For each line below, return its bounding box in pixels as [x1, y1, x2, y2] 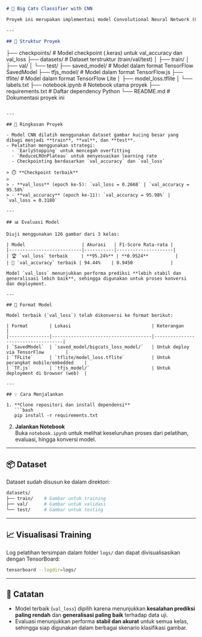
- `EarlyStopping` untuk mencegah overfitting [11, 147, 130, 153]
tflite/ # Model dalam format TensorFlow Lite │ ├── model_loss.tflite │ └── [6, 75, 193, 82]
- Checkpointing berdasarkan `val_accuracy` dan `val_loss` [11, 158, 165, 164]
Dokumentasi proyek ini [6, 94, 65, 101]
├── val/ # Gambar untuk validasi [6, 501, 106, 508]
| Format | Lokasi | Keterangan [6, 322, 185, 329]
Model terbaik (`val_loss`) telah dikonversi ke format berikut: [6, 312, 173, 318]
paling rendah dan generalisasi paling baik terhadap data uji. [14, 611, 168, 619]
